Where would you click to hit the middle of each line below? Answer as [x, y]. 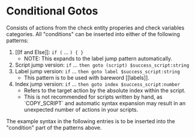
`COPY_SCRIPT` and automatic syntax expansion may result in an [105, 103]
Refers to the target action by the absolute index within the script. [105, 90]
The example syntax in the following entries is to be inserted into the [91, 121]
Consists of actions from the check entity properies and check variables [95, 28]
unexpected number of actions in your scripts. [81, 109]
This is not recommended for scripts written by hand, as [93, 97]
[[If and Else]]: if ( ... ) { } [49, 52]
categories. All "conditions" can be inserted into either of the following [93, 34]
